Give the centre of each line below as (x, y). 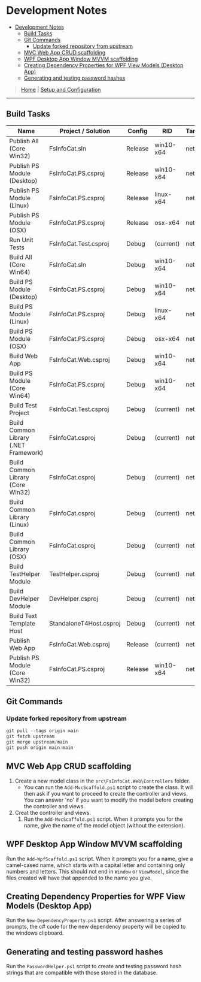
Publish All (24, 141)
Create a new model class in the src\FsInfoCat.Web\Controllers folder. (102, 781)
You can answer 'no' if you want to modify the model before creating (108, 800)
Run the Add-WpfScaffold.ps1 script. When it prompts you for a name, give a (100, 859)
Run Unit (21, 240)
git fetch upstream (31, 737)
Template (22, 623)
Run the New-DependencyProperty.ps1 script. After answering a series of (94, 920)
